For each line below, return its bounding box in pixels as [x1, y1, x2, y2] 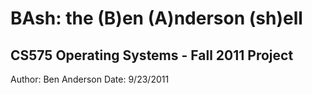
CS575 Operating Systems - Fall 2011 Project [10, 47, 294, 64]
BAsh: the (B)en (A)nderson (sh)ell [10, 7, 303, 30]
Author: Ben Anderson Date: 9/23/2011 [10, 73, 170, 85]
